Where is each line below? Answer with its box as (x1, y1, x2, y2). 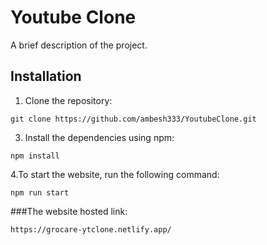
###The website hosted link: (10, 205, 128, 217)
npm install (10, 151, 60, 161)
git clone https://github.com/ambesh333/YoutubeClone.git (10, 114, 257, 124)
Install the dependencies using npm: (24, 131, 175, 143)
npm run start (10, 187, 70, 198)
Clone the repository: (24, 94, 113, 106)
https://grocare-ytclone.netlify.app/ (10, 224, 172, 235)
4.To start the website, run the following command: (10, 168, 220, 180)
